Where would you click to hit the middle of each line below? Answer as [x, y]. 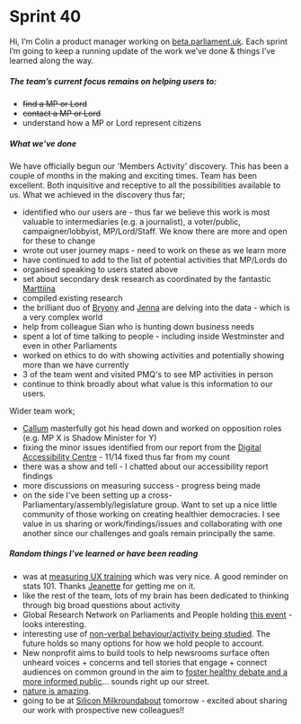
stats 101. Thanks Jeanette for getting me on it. [109, 586]
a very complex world [62, 317]
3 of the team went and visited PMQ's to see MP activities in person [148, 374]
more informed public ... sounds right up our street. [116, 681]
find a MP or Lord [54, 103]
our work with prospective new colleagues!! [103, 710]
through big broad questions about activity [101, 605]
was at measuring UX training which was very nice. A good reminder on [155, 576]
